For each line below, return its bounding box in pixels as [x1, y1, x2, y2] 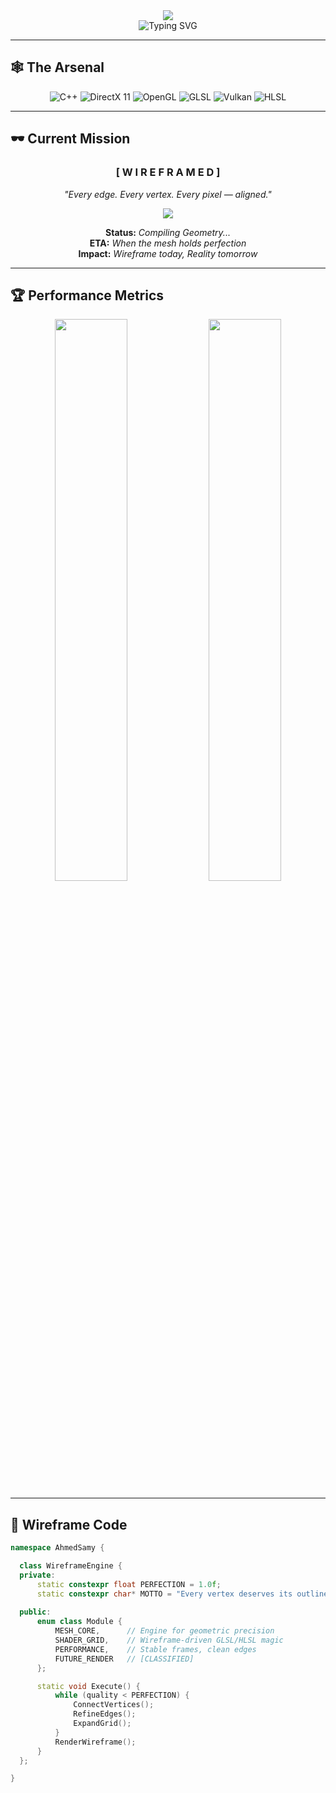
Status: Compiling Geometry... [105, 226, 231, 238]
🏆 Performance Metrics [10, 287, 165, 304]
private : [19, 1570, 56, 1580]
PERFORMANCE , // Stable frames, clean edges [54, 1644, 257, 1654]
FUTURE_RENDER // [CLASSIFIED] [54, 1654, 195, 1664]
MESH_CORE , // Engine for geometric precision [54, 1626, 275, 1636]
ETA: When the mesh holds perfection [89, 237, 247, 249]
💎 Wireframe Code [10, 1516, 128, 1533]
